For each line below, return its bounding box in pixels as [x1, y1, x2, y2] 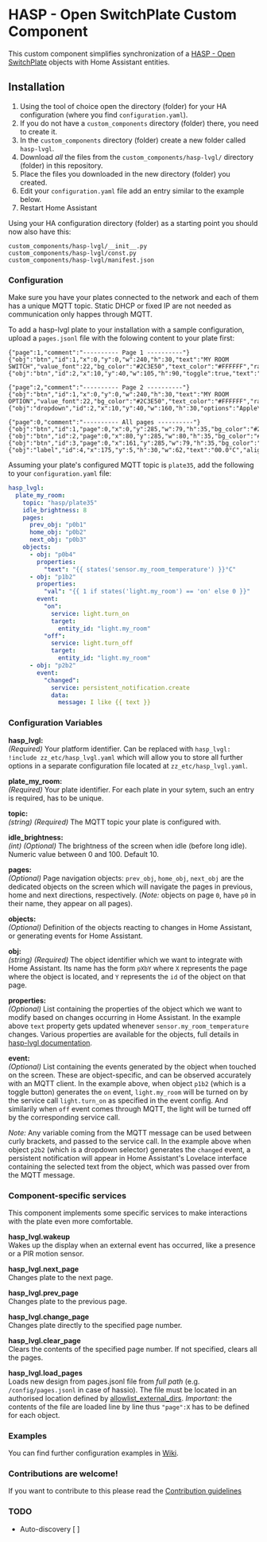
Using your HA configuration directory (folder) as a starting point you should [8, 218, 258, 228]
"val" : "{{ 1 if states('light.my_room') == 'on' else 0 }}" [43, 587, 250, 596]
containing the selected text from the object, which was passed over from [8, 1162, 250, 1171]
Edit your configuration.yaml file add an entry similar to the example [19, 185, 245, 196]
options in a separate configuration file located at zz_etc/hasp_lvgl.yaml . [8, 761, 248, 770]
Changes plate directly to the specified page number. [8, 1320, 183, 1330]
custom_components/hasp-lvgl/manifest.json [8, 256, 155, 264]
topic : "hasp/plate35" [22, 499, 98, 507]
